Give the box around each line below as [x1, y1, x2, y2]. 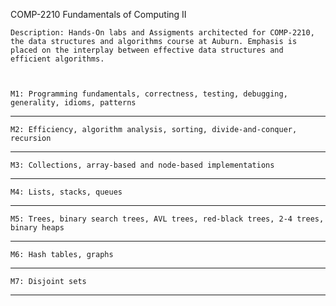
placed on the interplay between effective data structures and [10, 45, 284, 55]
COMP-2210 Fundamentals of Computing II [10, 9, 187, 20]
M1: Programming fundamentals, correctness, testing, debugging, [10, 89, 288, 99]
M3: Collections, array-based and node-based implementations [10, 160, 275, 170]
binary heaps [10, 223, 65, 233]
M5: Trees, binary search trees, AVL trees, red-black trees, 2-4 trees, [10, 214, 325, 224]
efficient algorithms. [10, 54, 105, 64]
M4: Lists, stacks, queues [10, 187, 123, 197]
